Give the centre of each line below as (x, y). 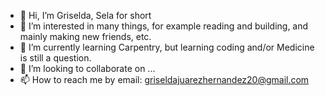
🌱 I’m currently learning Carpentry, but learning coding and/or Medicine (167, 47)
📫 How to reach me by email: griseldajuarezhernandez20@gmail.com (164, 79)
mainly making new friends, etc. (85, 36)
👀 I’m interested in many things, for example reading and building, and (164, 26)
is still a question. (55, 58)
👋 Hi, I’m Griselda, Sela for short (85, 15)
